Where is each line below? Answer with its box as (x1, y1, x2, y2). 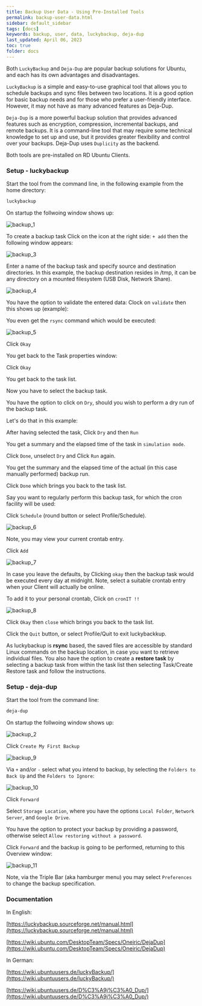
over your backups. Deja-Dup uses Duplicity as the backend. (6, 140, 160, 147)
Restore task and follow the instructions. (6, 667, 107, 675)
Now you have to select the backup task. (6, 387, 107, 394)
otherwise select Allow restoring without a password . (6, 832, 143, 839)
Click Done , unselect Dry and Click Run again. (6, 452, 116, 459)
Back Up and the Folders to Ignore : (6, 772, 95, 780)
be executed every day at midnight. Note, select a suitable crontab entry (6, 577, 186, 584)
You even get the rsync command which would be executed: (6, 317, 157, 324)
